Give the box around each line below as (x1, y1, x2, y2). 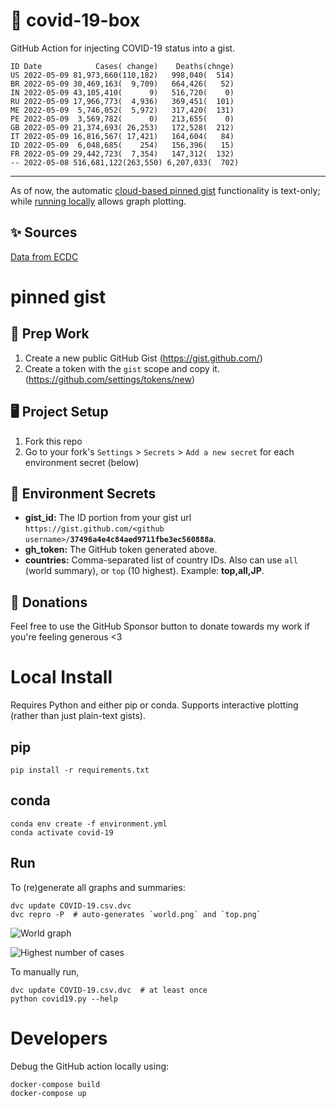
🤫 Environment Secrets (10, 485, 157, 502)
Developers (10, 1027, 108, 1049)
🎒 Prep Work (10, 325, 90, 343)
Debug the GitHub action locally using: (10, 1060, 170, 1072)
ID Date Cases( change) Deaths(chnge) (10, 61, 235, 71)
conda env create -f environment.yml (10, 819, 168, 829)
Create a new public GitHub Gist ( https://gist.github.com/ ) (24, 352, 263, 364)
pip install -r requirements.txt (10, 765, 150, 775)
